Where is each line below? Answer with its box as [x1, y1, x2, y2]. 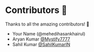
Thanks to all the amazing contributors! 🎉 [5, 21, 90, 27]
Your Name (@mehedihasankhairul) [12, 30, 86, 36]
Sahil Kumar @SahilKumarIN [12, 41, 71, 47]
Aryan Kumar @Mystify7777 [12, 36, 71, 42]
